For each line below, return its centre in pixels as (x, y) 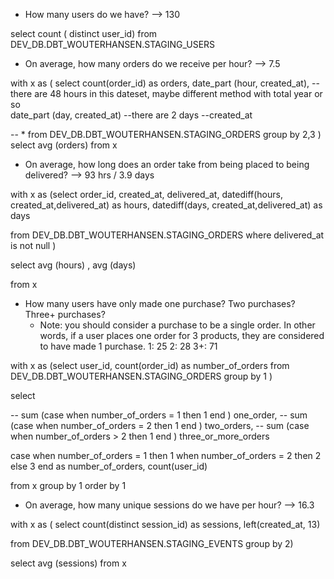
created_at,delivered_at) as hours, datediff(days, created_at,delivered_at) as (166, 205)
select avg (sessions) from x (68, 563)
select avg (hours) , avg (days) (73, 265)
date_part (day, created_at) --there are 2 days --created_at (131, 115)
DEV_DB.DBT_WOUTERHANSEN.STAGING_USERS (113, 44)
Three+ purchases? (65, 314)
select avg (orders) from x (64, 145)
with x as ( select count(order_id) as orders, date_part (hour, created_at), (160, 83)
